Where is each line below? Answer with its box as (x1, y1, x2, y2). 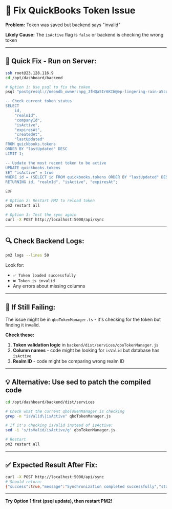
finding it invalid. (5, 322, 40, 328)
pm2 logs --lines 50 (5, 253, 50, 258)
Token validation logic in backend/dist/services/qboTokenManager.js (12, 342, 159, 348)
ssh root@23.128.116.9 (5, 70, 54, 76)
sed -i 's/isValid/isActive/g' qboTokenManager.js (5, 428, 116, 433)
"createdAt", (14, 132, 42, 137)
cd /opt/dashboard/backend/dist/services (5, 399, 95, 405)
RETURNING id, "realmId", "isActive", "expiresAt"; (5, 179, 118, 185)
